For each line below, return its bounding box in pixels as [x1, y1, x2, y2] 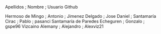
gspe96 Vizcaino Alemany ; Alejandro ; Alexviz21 [5, 23, 104, 29]
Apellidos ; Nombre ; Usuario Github [5, 4, 78, 10]
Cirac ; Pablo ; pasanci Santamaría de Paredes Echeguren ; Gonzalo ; [5, 19, 145, 24]
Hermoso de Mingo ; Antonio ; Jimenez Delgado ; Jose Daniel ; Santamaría [5, 13, 156, 19]
